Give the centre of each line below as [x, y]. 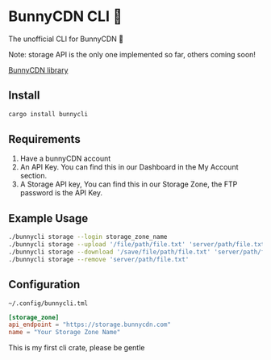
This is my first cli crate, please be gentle [77, 348]
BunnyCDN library [38, 70]
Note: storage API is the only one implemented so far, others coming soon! [132, 54]
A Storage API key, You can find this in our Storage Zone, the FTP [129, 184]
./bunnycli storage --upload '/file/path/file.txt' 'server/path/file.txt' [138, 245]
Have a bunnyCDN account [65, 159]
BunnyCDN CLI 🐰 [65, 17]
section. [33, 176]
